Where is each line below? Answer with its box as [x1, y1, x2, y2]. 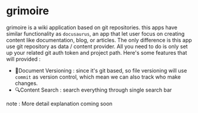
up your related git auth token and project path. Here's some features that [6, 49, 187, 56]
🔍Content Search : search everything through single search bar [14, 86, 172, 93]
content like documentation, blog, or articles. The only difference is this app [6, 36, 192, 43]
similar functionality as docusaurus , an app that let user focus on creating [6, 30, 185, 37]
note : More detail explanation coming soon [6, 100, 113, 107]
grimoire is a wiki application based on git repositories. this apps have [6, 24, 178, 31]
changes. [14, 79, 38, 87]
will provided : [6, 55, 41, 62]
